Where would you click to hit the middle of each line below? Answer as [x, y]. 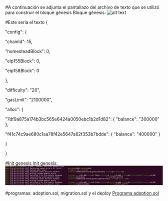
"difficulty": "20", [23, 90]
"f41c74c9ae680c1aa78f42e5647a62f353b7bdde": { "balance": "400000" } [83, 134]
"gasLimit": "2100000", [29, 100]
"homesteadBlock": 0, [28, 51]
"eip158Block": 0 [22, 70]
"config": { [16, 32]
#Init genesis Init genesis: [31, 163]
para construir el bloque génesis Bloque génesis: [55, 12]
